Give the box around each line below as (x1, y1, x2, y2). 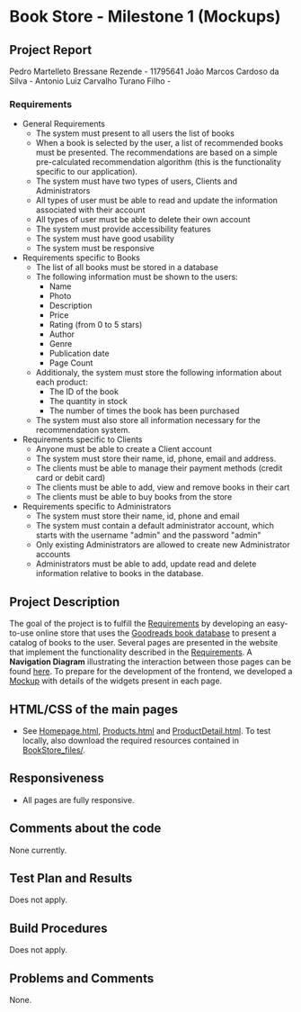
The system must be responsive (35, 243, 155, 254)
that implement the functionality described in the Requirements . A (9, 646, 253, 658)
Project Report (9, 42, 93, 58)
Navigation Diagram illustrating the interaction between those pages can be (9, 656, 292, 667)
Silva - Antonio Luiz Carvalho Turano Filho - (9, 76, 172, 86)
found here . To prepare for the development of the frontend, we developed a (9, 666, 293, 677)
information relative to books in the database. (35, 568, 204, 579)
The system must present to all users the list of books (35, 128, 235, 139)
